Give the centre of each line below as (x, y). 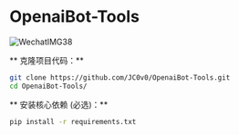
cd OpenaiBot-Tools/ (49, 86)
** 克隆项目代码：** (47, 60)
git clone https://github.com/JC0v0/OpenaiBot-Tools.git (120, 77)
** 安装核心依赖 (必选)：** (59, 104)
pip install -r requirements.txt (73, 121)
